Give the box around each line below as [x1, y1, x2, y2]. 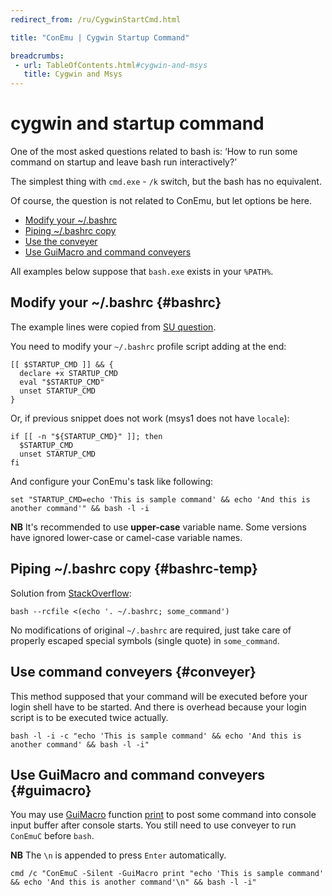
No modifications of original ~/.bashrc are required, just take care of [10, 624, 292, 636]
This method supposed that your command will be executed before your [10, 690, 308, 702]
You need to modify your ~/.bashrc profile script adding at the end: [10, 340, 287, 352]
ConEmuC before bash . [10, 830, 95, 842]
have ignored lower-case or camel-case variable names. [10, 531, 243, 543]
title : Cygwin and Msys [23, 69, 123, 80]
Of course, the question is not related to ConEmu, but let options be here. [10, 195, 313, 207]
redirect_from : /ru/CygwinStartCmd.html [10, 14, 182, 25]
